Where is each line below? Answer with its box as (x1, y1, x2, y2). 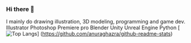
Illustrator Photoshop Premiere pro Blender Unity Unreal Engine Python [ (6, 24, 180, 31)
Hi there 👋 (6, 5, 35, 13)
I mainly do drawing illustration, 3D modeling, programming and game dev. (6, 18, 186, 25)
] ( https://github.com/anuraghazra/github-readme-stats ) (37, 30, 173, 37)
